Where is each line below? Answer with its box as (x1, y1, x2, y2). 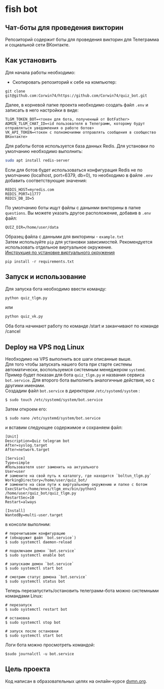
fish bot (5, 3, 38, 15)
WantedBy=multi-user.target (5, 513, 63, 518)
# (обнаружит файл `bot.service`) (5, 536, 77, 541)
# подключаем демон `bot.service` (5, 549, 77, 553)
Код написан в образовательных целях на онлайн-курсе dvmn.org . (5, 678, 147, 684)
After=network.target (5, 447, 50, 452)
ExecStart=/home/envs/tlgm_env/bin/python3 (5, 487, 97, 492)
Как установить (5, 56, 57, 65)
